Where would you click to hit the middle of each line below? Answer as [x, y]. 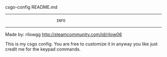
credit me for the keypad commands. [43, 49]
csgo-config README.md [31, 7]
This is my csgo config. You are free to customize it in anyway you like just [82, 44]
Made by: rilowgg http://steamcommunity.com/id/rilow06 [64, 34]
